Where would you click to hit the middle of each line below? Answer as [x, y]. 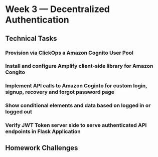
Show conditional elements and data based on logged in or [78, 105]
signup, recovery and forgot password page [60, 92]
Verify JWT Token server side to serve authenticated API [76, 125]
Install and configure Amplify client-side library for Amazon [79, 66]
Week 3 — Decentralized [58, 9]
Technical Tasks [31, 38]
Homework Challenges [42, 148]
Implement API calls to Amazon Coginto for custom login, [76, 86]
